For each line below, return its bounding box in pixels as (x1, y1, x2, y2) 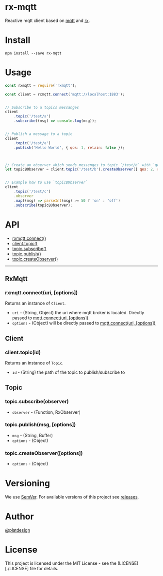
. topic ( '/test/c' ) (14, 189, 51, 194)
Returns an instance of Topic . (5, 360, 64, 365)
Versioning (5, 478, 50, 489)
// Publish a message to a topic (5, 132, 73, 136)
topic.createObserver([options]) (5, 450, 83, 457)
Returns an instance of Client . (5, 300, 66, 306)
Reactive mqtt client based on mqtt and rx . (5, 18, 90, 23)
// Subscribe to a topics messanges (5, 105, 79, 110)
